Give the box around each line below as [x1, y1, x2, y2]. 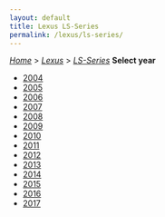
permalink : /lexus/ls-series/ [9, 30, 124, 39]
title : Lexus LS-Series [9, 22, 100, 31]
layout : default [9, 13, 71, 23]
